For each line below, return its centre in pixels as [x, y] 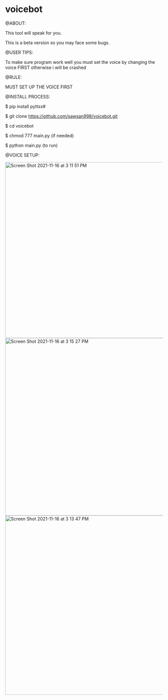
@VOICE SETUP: [22, 155]
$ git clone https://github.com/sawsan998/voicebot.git [61, 116]
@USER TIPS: [19, 52]
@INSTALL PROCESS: [28, 96]
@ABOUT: [15, 23]
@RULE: [14, 77]
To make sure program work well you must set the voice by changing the [80, 62]
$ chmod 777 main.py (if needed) [39, 135]
